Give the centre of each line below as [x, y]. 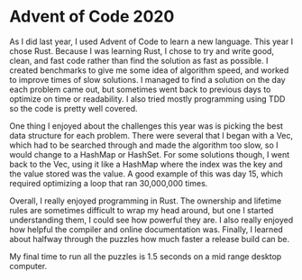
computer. [28, 266]
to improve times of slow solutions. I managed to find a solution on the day [147, 79]
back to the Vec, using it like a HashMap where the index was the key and [146, 164]
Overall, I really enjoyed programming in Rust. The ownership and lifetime [146, 201]
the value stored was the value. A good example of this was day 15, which [146, 174]
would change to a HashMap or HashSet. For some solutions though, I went [150, 154]
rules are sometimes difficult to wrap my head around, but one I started [142, 210]
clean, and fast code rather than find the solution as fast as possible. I [139, 60]
